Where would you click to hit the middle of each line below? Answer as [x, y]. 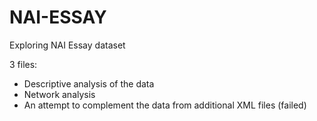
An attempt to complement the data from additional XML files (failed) [165, 105]
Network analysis [59, 94]
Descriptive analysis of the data [89, 83]
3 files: [23, 64]
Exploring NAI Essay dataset [67, 45]
